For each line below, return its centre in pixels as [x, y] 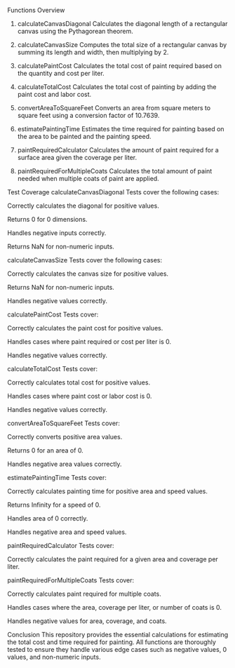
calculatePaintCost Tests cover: [53, 314]
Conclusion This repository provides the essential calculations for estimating [118, 635]
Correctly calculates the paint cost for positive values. [85, 328]
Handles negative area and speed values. [67, 532]
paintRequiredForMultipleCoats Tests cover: [71, 580]
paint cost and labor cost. [54, 94]
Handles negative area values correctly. [65, 464]
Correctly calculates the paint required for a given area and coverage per [113, 559]
